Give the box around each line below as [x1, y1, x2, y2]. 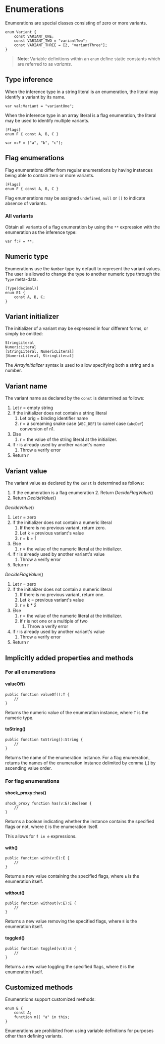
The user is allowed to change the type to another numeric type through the [5, 271, 160, 277]
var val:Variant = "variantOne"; [5, 104, 74, 108]
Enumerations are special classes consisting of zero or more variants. [5, 20, 147, 26]
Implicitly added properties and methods [5, 653, 134, 662]
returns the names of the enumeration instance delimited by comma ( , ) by [5, 760, 156, 766]
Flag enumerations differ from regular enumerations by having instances [5, 167, 153, 173]
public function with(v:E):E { [5, 856, 70, 861]
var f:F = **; [5, 239, 35, 244]
